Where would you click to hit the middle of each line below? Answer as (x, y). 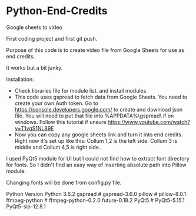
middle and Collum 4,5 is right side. (57, 147)
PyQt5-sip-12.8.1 (26, 206)
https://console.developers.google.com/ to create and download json (99, 109)
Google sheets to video (34, 27)
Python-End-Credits (57, 11)
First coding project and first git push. (52, 38)
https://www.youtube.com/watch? (149, 122)
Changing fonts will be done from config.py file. (64, 182)
